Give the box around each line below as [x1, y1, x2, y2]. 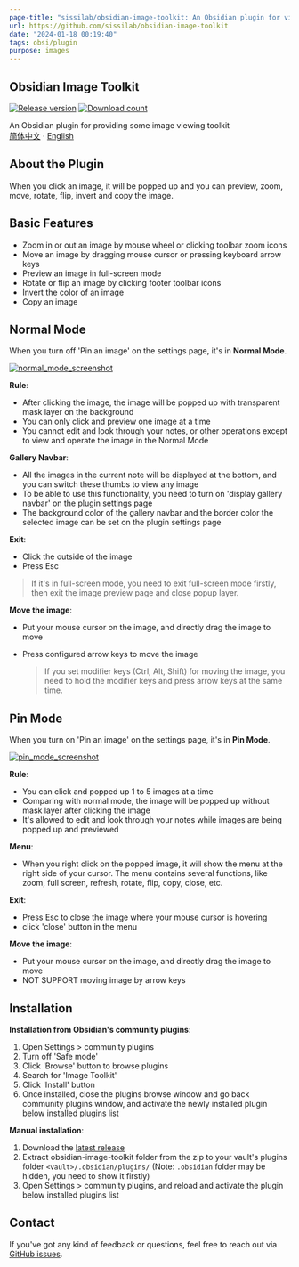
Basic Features [9, 215, 93, 231]
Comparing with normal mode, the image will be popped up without [21, 796, 270, 807]
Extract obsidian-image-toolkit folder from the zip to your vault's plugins [21, 1152, 287, 1162]
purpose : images [9, 46, 69, 55]
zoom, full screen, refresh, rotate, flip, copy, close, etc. [21, 878, 223, 889]
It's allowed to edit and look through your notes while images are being [21, 815, 283, 825]
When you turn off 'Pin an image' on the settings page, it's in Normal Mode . [9, 345, 287, 356]
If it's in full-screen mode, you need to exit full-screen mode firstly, [30, 578, 277, 589]
